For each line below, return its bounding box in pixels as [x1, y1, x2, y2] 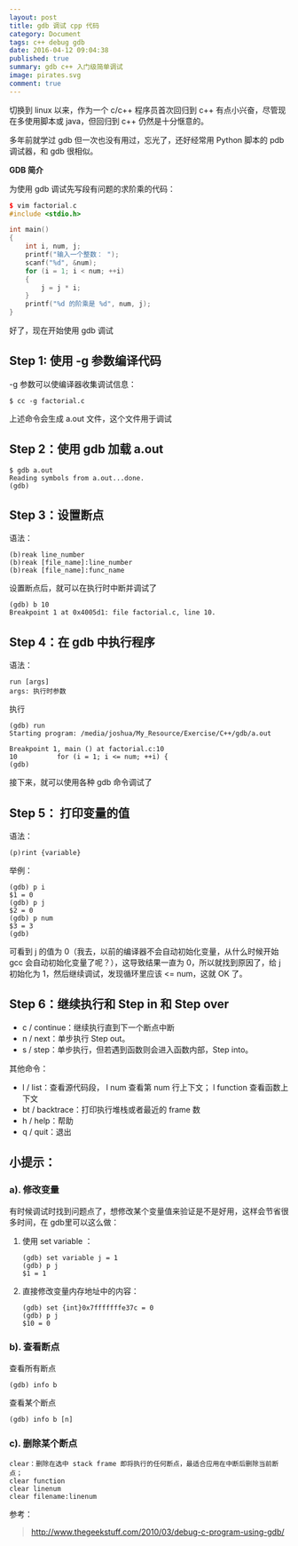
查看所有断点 [9, 1362, 56, 1373]
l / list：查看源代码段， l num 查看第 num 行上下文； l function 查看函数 [21, 1082, 281, 1092]
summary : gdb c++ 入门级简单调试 [9, 63, 123, 72]
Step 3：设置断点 [9, 508, 105, 523]
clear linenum [9, 1485, 62, 1494]
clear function [9, 1477, 66, 1486]
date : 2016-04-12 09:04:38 [9, 46, 109, 55]
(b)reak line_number [9, 551, 86, 559]
